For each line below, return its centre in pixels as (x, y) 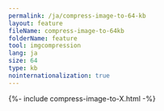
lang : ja (23, 53)
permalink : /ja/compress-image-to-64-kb (78, 16)
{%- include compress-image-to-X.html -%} (82, 98)
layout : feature (36, 23)
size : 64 (23, 61)
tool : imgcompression (45, 46)
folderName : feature (43, 38)
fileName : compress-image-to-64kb (67, 31)
